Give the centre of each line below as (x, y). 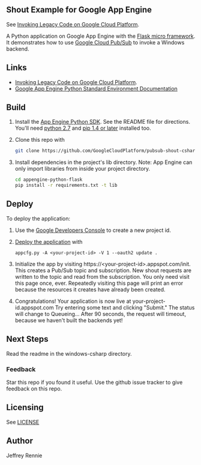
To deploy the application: (38, 218)
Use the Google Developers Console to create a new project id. (93, 230)
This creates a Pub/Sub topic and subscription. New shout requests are (103, 270)
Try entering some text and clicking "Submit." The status (125, 307)
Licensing (25, 408)
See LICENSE (23, 422)
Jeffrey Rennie (24, 455)
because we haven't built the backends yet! (69, 320)
